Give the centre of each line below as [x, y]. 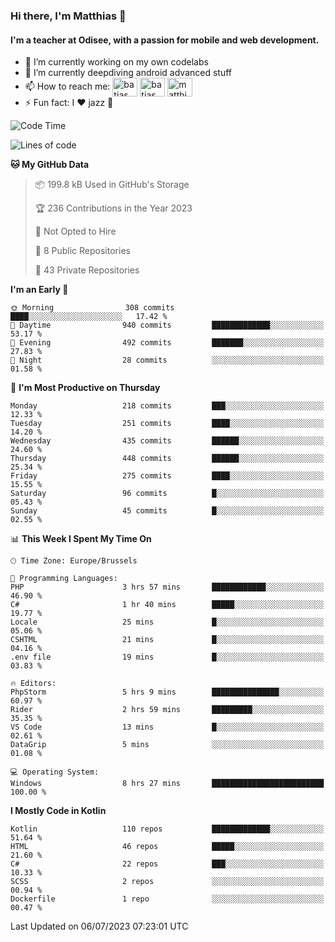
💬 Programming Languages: [64, 579]
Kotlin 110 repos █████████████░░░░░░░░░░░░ [167, 829]
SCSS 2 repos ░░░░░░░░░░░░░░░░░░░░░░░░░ [167, 882]
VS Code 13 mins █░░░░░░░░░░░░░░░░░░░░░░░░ [167, 727]
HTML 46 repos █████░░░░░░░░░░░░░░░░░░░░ [167, 847]
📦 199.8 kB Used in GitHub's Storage [112, 185]
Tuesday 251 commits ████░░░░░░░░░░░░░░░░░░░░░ [167, 424]
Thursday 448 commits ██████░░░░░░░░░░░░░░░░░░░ [167, 459]
